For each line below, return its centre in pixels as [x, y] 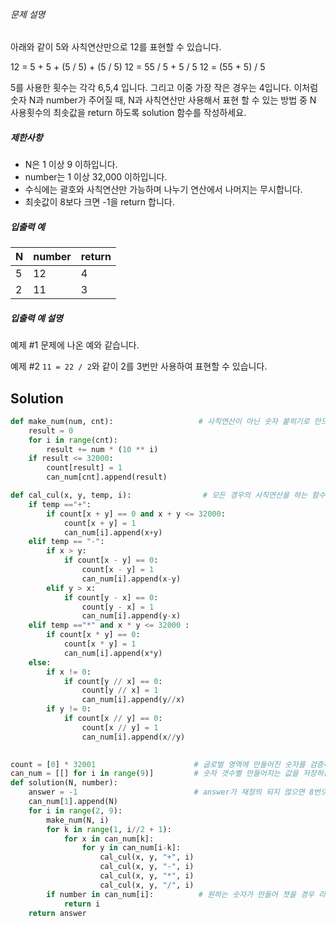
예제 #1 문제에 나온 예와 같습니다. [75, 345]
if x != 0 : [69, 672]
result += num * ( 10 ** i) [102, 449]
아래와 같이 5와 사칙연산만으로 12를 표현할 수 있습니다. [116, 47]
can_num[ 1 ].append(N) [73, 802]
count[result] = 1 [84, 468]
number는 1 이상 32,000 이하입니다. [96, 177]
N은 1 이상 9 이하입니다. [71, 165]
